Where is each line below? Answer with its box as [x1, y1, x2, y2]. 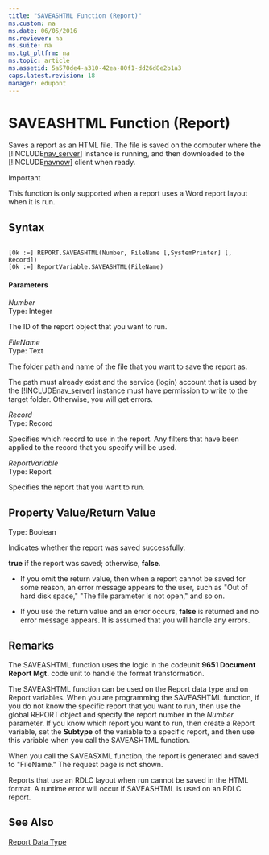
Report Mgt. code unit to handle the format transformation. [8, 669, 205, 679]
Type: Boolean [8, 527, 56, 537]
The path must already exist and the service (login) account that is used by [8, 378, 257, 387]
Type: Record [8, 419, 53, 428]
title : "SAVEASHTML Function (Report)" [8, 11, 143, 20]
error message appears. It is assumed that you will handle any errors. [19, 615, 250, 625]
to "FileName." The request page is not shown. [8, 760, 163, 770]
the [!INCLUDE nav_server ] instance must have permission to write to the [8, 386, 248, 395]
